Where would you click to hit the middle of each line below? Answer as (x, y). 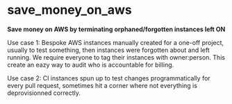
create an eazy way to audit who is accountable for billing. (91, 64)
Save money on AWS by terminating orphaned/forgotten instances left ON (116, 29)
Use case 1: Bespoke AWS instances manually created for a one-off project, (116, 42)
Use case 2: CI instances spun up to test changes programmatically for (109, 78)
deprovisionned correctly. (44, 93)
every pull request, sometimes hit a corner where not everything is (102, 85)
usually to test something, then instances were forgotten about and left (108, 50)
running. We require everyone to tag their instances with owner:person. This (116, 57)
